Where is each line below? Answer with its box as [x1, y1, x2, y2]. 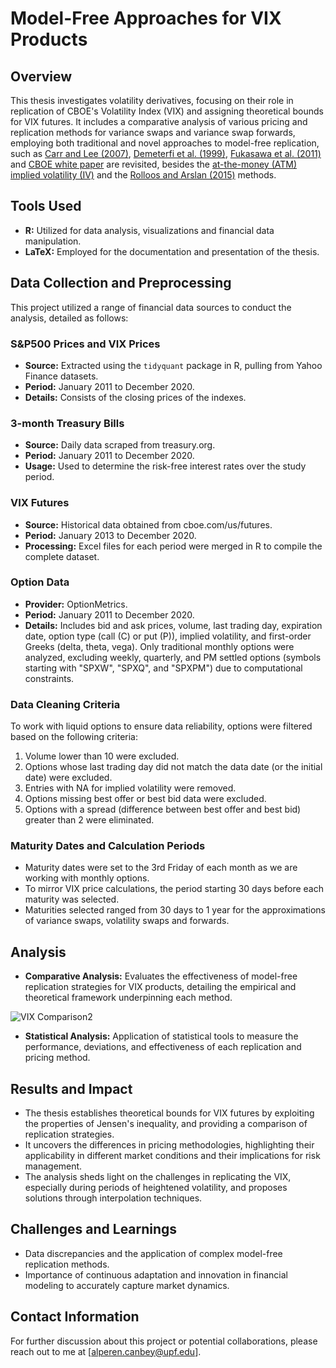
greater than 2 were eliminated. [24, 814, 155, 826]
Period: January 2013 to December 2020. [24, 529, 197, 541]
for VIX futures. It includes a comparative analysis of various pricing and [10, 116, 308, 127]
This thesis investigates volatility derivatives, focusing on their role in [10, 95, 294, 106]
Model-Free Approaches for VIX [10, 7, 282, 30]
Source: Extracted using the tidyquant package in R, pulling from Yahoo [24, 359, 323, 371]
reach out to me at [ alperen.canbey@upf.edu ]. [10, 1345, 202, 1357]
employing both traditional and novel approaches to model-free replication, [10, 137, 320, 149]
